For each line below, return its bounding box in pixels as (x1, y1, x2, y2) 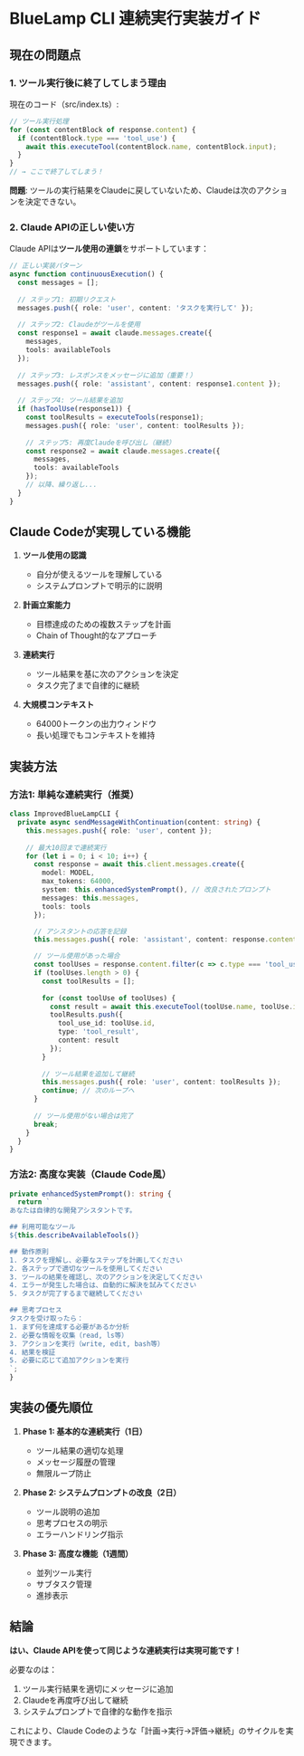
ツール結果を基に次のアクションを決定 (35, 669, 179, 680)
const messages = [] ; (17, 278, 100, 288)
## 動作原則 (9, 1246, 50, 1256)
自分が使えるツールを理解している (35, 569, 163, 580)
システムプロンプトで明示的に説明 (35, 580, 163, 591)
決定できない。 (24, 196, 81, 206)
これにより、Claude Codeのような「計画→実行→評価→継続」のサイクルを (9, 1725, 287, 1736)
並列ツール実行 (35, 1567, 92, 1578)
